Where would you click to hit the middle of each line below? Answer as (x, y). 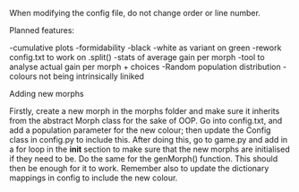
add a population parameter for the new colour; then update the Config (140, 130)
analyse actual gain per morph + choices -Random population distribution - (148, 67)
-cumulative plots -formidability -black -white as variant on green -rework (145, 48)
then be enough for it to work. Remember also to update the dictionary (139, 168)
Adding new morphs (47, 94)
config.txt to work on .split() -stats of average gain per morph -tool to (137, 57)
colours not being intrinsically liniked (77, 76)
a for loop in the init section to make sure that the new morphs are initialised (149, 149)
